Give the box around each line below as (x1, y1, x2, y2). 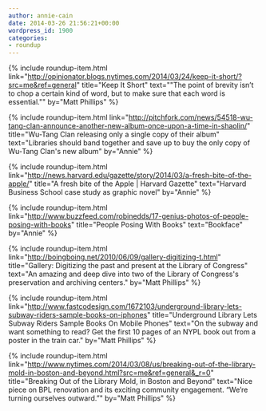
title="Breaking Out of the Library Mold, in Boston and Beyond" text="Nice (8, 377, 253, 386)
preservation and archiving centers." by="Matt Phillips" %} (8, 278, 201, 287)
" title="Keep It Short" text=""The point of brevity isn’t (76, 81, 254, 90)
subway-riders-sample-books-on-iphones (8, 310, 148, 320)
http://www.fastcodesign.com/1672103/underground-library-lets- (27, 302, 242, 311)
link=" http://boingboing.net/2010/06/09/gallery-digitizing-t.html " (8, 252, 221, 262)
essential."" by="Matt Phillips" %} (8, 97, 119, 107)
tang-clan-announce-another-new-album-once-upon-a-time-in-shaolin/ (8, 121, 248, 131)
